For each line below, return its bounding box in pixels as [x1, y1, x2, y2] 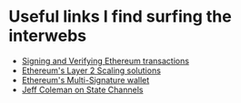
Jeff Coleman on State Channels [21, 84, 144, 95]
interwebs [8, 25, 87, 46]
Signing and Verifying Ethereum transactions [21, 55, 190, 66]
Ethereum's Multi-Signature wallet [21, 74, 150, 85]
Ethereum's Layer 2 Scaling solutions [21, 65, 161, 76]
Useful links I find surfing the [8, 6, 233, 27]
